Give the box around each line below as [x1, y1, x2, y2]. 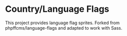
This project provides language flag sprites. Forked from [5, 20, 120, 26]
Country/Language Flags [5, 3, 110, 15]
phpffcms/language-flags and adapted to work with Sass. [5, 25, 123, 31]
